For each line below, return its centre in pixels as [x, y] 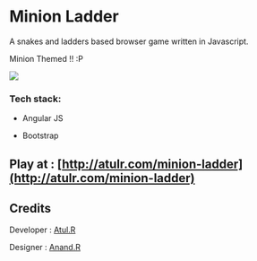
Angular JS [43, 118]
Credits [30, 209]
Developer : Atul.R [43, 230]
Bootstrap [40, 135]
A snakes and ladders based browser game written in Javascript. [129, 41]
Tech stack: [35, 99]
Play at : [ [36, 164]
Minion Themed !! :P [46, 58]
